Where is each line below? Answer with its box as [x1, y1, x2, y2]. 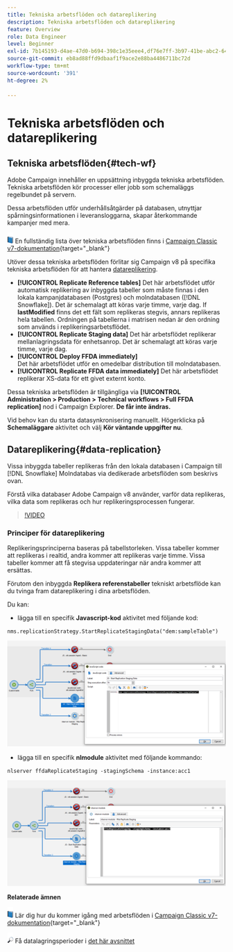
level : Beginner [7, 40, 54, 48]
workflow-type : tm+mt [7, 62, 70, 69]
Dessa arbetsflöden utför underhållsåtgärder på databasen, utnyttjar [7, 204, 202, 212]
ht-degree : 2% [7, 77, 49, 84]
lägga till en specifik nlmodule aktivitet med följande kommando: [17, 753, 202, 761]
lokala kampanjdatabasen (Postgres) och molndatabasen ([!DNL [17, 294, 201, 302]
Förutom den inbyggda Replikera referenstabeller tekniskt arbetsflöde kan [7, 579, 221, 588]
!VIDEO [24, 511, 45, 520]
